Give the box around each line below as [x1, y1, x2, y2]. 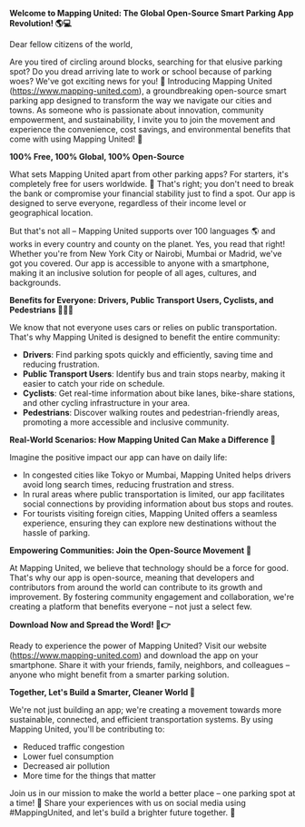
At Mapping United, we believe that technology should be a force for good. [9, 563, 289, 573]
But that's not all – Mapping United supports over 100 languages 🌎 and [9, 226, 276, 236]
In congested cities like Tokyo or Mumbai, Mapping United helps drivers [22, 469, 292, 480]
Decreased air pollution [22, 761, 111, 771]
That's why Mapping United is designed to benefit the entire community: [9, 331, 280, 342]
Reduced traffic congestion [22, 742, 125, 752]
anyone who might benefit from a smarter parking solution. [9, 669, 230, 680]
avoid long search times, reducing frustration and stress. [22, 479, 234, 489]
